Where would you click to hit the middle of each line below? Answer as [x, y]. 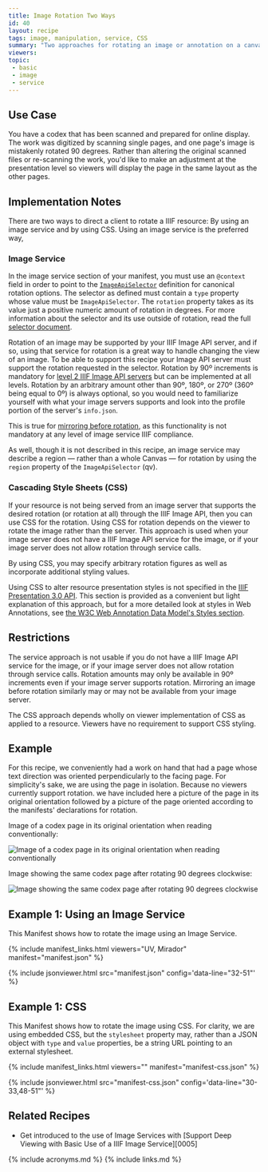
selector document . [40, 327]
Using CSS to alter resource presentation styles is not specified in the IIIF [128, 587]
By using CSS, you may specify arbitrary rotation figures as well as [118, 563]
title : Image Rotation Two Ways [62, 16]
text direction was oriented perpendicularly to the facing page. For [117, 776]
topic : [19, 61]
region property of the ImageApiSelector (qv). [83, 467]
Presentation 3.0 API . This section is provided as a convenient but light [124, 596]
